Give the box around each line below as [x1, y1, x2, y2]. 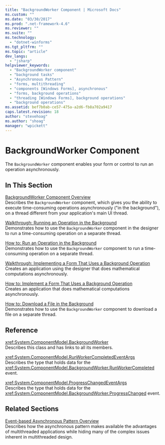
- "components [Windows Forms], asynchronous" [9, 86, 108, 91]
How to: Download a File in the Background [5, 301, 94, 307]
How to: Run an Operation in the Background [5, 240, 97, 246]
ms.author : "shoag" [5, 118, 46, 124]
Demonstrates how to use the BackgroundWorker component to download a [5, 306, 158, 312]
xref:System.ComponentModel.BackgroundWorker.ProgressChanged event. [5, 390, 161, 397]
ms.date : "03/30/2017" [5, 16, 52, 21]
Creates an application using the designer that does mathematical [5, 265, 140, 272]
